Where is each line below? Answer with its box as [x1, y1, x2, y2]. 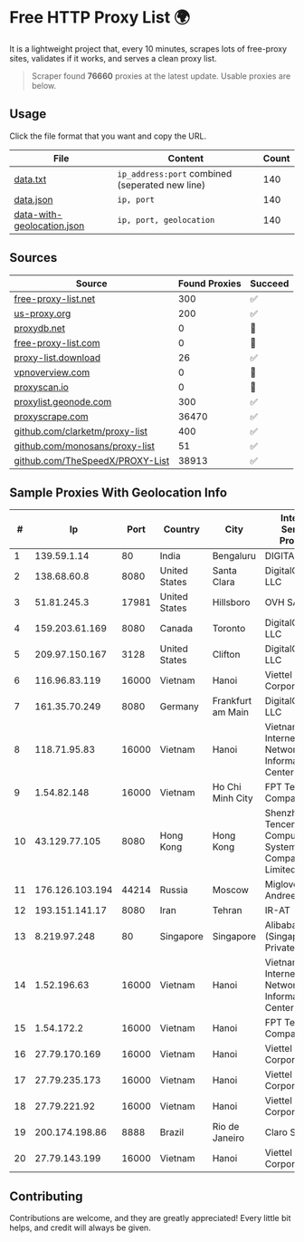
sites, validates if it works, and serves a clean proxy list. [9, 53, 217, 63]
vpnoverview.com [14, 366, 90, 379]
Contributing [9, 1189, 83, 1204]
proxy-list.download [14, 351, 101, 363]
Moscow [212, 884, 249, 897]
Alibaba [264, 919, 298, 931]
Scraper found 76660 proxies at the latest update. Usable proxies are [31, 70, 291, 82]
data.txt [14, 173, 47, 186]
